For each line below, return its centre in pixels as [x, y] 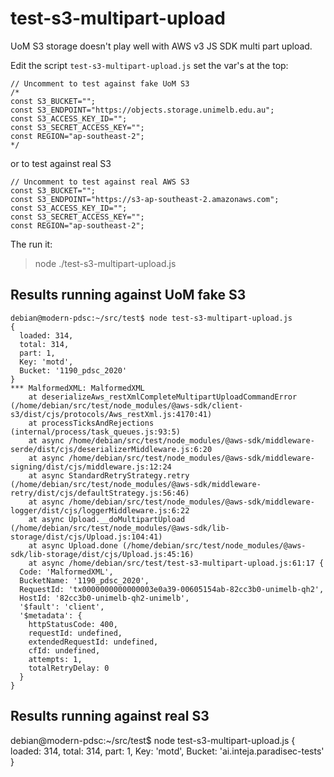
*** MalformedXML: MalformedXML [77, 388]
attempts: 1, [55, 659]
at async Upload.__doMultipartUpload [107, 519]
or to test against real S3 [61, 163]
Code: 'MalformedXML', [66, 572]
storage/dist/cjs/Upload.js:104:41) [86, 537]
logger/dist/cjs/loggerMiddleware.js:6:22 [100, 510]
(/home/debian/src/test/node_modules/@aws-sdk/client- [127, 405]
